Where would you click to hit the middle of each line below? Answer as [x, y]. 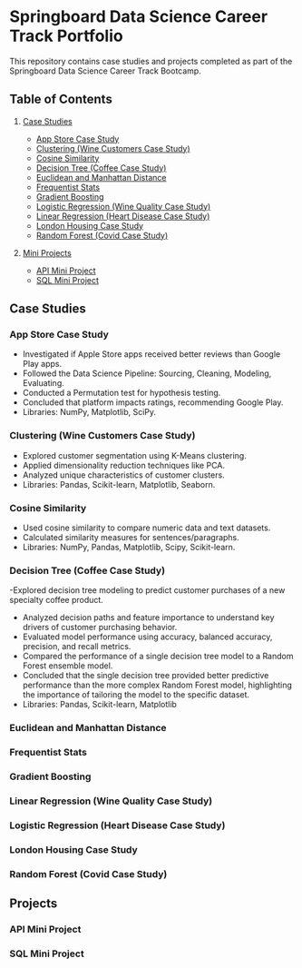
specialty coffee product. [57, 600]
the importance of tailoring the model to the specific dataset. [136, 695]
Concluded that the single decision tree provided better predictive [146, 676]
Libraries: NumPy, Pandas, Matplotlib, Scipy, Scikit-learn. [129, 548]
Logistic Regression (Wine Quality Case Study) [123, 206]
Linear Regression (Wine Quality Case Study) [111, 801]
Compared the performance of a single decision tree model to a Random [158, 657]
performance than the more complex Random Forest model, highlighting [157, 685]
